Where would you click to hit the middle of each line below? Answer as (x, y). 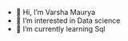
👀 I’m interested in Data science (68, 20)
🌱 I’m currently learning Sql (60, 29)
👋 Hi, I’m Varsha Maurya (56, 12)
